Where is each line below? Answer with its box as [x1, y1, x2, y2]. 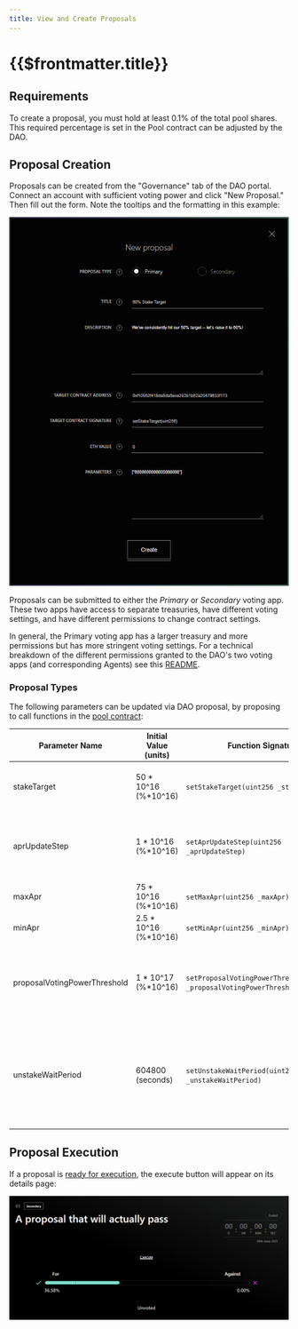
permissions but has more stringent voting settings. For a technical [9, 640, 254, 650]
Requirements [9, 89, 89, 104]
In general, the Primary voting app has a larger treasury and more [9, 631, 248, 641]
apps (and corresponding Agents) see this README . [9, 658, 200, 670]
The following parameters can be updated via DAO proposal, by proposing [9, 702, 281, 712]
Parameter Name [38, 740, 103, 751]
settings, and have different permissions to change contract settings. [9, 613, 262, 624]
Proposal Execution [9, 1145, 120, 1160]
